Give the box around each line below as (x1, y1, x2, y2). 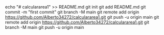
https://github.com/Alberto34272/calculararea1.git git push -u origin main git (5, 14, 159, 20)
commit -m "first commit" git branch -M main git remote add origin (5, 9, 140, 15)
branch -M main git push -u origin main (5, 24, 84, 30)
